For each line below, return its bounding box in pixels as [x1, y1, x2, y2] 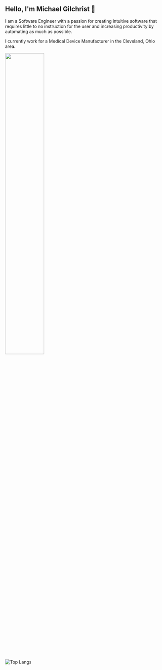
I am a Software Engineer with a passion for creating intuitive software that [5, 18, 157, 24]
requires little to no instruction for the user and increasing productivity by [5, 23, 154, 29]
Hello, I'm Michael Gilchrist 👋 [5, 5, 96, 13]
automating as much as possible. [5, 28, 73, 35]
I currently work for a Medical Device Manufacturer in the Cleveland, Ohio [5, 38, 155, 44]
